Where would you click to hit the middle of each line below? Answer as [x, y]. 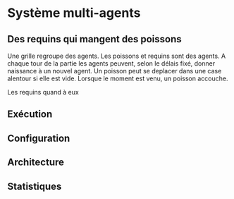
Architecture [36, 163]
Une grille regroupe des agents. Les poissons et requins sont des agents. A [117, 56]
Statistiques [35, 186]
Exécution [30, 114]
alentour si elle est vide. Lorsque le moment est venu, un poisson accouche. [118, 78]
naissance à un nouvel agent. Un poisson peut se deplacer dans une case [115, 71]
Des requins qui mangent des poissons [94, 39]
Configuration [39, 138]
